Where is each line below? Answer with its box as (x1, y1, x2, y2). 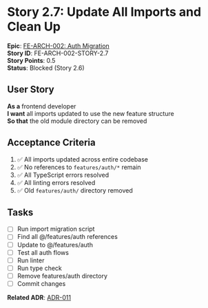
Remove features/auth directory (17, 271, 108, 280)
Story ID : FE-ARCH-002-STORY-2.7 (7, 49, 109, 57)
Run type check (17, 264, 62, 272)
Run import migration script (17, 225, 95, 233)
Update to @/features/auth (17, 240, 93, 249)
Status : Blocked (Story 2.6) (7, 64, 85, 72)
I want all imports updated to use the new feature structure (7, 109, 174, 117)
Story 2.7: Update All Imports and (7, 4, 202, 20)
